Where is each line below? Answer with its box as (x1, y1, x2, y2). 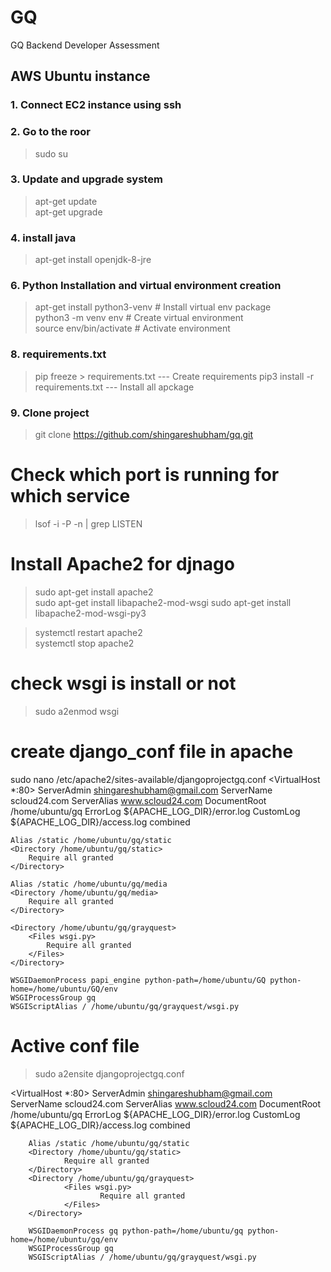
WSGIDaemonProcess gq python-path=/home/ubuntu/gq (28, 1226, 244, 1236)
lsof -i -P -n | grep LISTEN (34, 517, 143, 530)
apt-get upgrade (34, 206, 103, 218)
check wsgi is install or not (10, 672, 237, 695)
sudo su (34, 147, 69, 160)
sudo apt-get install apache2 (34, 586, 154, 598)
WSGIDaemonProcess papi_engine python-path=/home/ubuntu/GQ (10, 975, 267, 985)
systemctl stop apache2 (34, 637, 135, 649)
